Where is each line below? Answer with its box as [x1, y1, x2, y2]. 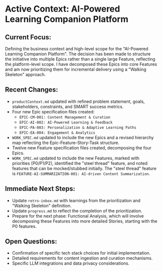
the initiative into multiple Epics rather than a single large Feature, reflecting [5, 56, 156, 62]
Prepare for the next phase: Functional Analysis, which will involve [12, 213, 144, 219]
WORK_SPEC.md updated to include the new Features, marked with [12, 155, 140, 161]
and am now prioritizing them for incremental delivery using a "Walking [5, 66, 147, 72]
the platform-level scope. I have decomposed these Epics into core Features [5, 62, 157, 67]
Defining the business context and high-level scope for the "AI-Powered [5, 46, 148, 51]
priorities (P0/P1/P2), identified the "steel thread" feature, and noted [12, 160, 148, 166]
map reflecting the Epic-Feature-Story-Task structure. [12, 140, 119, 145]
